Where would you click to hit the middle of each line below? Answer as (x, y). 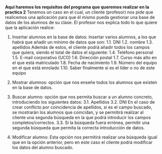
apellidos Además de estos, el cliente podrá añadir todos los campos (81, 47)
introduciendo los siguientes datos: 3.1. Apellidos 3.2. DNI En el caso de (83, 102)
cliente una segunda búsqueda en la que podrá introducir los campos (81, 117)
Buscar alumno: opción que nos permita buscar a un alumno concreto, (82, 97)
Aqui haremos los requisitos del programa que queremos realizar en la (77, 7)
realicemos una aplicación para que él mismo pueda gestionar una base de (80, 17)
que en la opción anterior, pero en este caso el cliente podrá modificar (82, 142)
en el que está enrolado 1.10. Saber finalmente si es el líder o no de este (83, 68)
